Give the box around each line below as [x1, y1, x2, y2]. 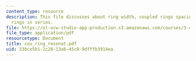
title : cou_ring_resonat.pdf [6, 41, 77, 47]
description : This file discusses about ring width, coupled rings [6, 14, 174, 20]
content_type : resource [6, 8, 64, 15]
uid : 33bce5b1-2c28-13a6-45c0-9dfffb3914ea [6, 46, 114, 52]
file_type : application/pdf [6, 30, 75, 36]
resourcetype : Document [6, 35, 64, 41]
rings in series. [11, 19, 54, 25]
